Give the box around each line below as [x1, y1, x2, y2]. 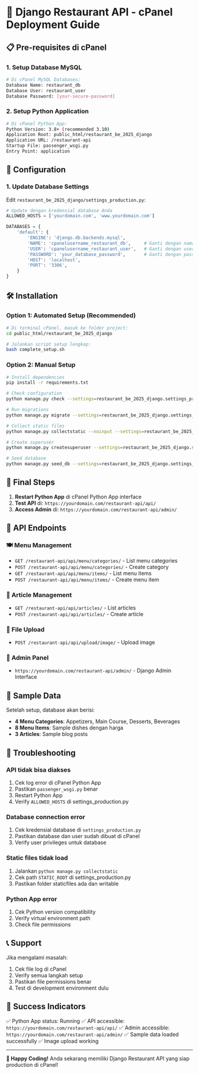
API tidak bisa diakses [6, 766, 71, 774]
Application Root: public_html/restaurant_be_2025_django [6, 132, 152, 138]
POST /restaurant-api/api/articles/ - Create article [14, 610, 144, 617]
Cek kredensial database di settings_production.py [14, 826, 142, 833]
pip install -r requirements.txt [6, 380, 89, 386]
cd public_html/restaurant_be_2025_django [6, 330, 113, 336]
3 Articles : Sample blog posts [14, 731, 88, 738]
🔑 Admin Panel [6, 653, 49, 662]
